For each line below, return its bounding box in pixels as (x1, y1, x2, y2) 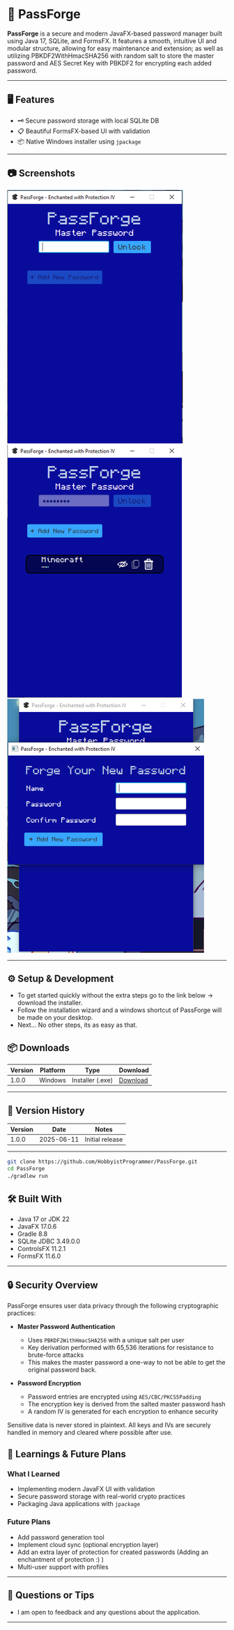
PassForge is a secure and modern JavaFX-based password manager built (7, 29, 223, 38)
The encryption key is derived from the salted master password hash (27, 1399, 226, 1408)
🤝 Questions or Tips (7, 1590, 95, 1601)
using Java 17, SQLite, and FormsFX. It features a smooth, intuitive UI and (7, 36, 217, 45)
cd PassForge (7, 1165, 45, 1172)
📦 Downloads (7, 1041, 70, 1054)
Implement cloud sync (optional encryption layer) (17, 1540, 159, 1548)
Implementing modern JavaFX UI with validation (17, 1485, 155, 1493)
